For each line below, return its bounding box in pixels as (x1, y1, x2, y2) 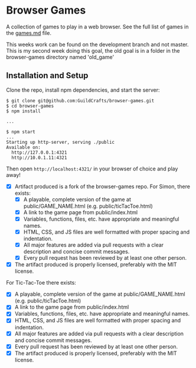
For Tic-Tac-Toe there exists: (6, 279, 77, 286)
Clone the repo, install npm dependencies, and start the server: (6, 86, 161, 93)
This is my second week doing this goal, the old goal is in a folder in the (6, 47, 180, 54)
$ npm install (6, 108, 41, 114)
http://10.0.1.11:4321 (11, 154, 67, 160)
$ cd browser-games (6, 103, 54, 109)
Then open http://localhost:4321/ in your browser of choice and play (6, 165, 178, 172)
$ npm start (6, 128, 35, 135)
